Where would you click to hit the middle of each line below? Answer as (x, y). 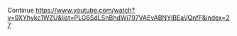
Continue (21, 10)
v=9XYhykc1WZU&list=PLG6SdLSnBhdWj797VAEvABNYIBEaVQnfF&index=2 (118, 18)
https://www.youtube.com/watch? (85, 10)
